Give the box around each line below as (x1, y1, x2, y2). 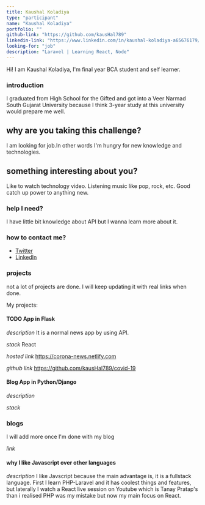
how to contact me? (6, 233, 67, 242)
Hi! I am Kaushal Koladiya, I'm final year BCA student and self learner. (6, 65, 181, 73)
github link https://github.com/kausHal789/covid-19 (6, 364, 136, 372)
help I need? (6, 204, 44, 212)
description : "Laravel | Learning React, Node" (6, 49, 130, 55)
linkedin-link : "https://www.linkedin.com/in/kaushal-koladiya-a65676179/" (6, 37, 203, 43)
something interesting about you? (6, 166, 138, 176)
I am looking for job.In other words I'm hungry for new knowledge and (6, 141, 182, 149)
